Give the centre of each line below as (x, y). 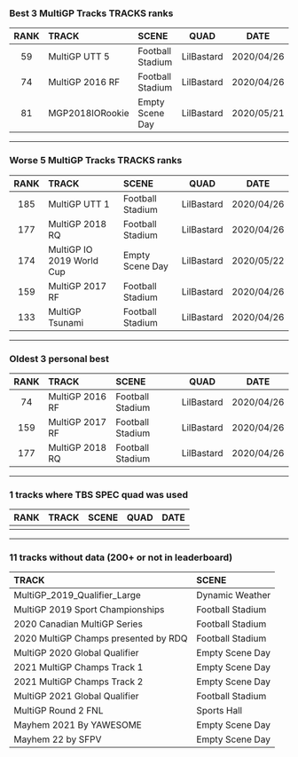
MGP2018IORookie (89, 114)
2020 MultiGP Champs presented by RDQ (101, 639)
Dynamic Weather (234, 595)
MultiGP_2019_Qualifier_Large (78, 595)
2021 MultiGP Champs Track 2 (78, 682)
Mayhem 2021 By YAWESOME (78, 725)
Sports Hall (219, 711)
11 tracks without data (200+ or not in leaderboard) (121, 557)
